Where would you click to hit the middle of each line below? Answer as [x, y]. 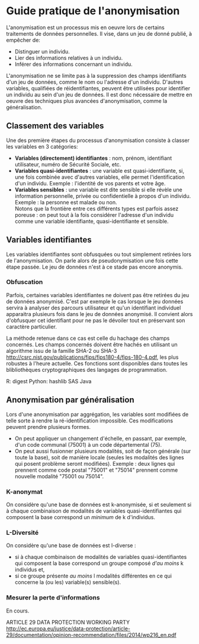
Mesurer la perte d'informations [53, 598]
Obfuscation [25, 282]
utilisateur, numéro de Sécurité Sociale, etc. [68, 164]
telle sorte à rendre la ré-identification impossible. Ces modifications [90, 421]
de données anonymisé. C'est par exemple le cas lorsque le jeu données [95, 301]
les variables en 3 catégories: [42, 146]
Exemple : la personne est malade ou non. [66, 202]
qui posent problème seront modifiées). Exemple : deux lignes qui [95, 463]
